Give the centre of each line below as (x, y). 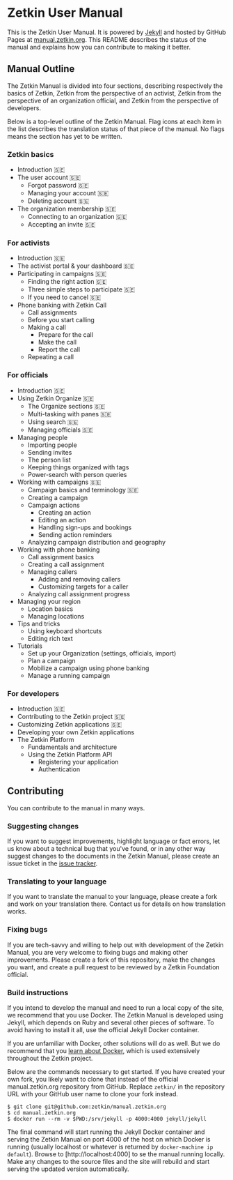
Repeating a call (51, 357)
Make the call (57, 342)
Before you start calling (61, 320)
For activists (29, 243)
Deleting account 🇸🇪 (58, 201)
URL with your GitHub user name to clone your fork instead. (93, 1094)
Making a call (47, 327)
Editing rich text (50, 638)
